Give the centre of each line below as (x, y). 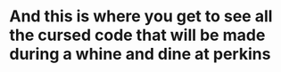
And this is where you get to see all (141, 16)
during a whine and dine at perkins (140, 54)
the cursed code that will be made (137, 35)
